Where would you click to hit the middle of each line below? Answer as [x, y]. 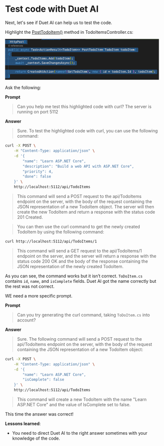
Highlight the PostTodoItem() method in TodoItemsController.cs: [69, 32]
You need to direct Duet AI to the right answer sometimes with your [80, 433]
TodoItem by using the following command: [61, 232]
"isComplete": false [43, 380]
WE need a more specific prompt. [39, 296]
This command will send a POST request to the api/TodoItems [79, 197]
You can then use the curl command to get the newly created [78, 227]
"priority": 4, [38, 172]
